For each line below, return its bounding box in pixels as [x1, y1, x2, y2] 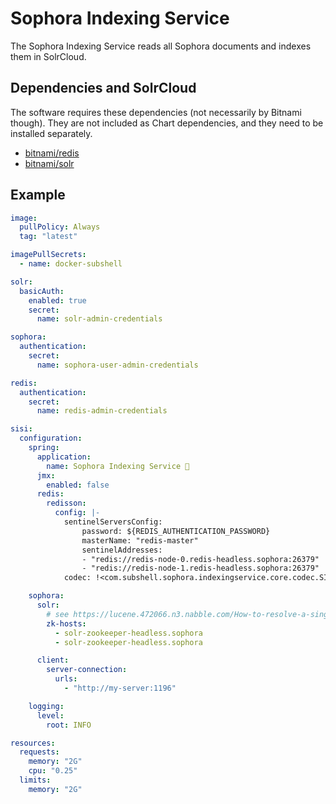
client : [36, 655, 70, 666]
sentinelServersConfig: [63, 517, 163, 527]
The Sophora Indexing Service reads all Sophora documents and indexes [10, 40, 312, 52]
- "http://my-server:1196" [63, 683, 177, 694]
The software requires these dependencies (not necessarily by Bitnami [10, 106, 302, 118]
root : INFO [46, 720, 92, 730]
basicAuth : [19, 286, 65, 296]
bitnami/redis [24, 147, 80, 159]
